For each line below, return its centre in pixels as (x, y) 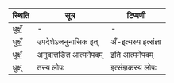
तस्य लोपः (51, 68)
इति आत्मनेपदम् (132, 55)
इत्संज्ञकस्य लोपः (133, 68)
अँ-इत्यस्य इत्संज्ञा (136, 41)
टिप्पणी (136, 15)
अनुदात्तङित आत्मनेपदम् (70, 55)
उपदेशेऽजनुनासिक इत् (68, 41)
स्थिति (21, 15)
